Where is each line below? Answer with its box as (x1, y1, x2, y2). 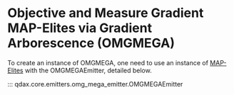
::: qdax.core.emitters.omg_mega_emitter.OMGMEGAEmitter (7, 79, 183, 88)
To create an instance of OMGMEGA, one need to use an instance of (7, 58, 209, 67)
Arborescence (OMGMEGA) (7, 35, 175, 51)
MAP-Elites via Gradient (7, 20, 152, 36)
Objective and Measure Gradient (7, 5, 204, 21)
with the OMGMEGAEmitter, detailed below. (24, 66, 152, 74)
